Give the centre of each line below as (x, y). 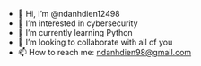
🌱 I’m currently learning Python (75, 33)
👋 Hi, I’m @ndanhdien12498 (69, 14)
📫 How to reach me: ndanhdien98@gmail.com (105, 52)
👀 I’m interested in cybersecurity (78, 23)
